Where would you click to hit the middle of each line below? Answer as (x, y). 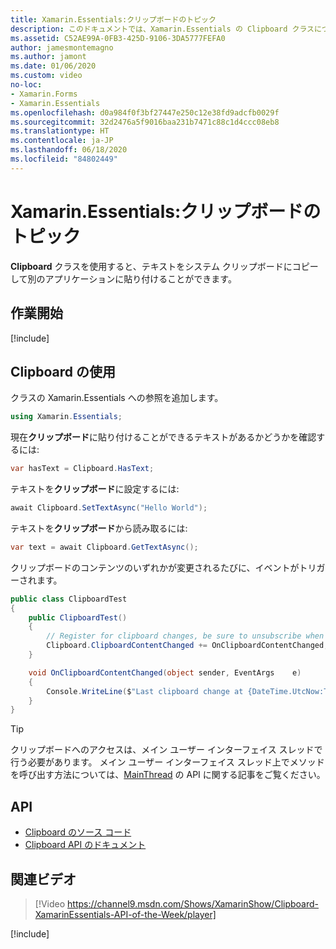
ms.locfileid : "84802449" (64, 159)
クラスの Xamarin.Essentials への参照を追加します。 (117, 398)
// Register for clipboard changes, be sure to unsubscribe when (185, 636)
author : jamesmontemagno (62, 47)
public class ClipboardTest (69, 599)
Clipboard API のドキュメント (85, 845)
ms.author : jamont (48, 57)
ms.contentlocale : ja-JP (62, 141)
